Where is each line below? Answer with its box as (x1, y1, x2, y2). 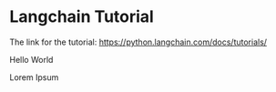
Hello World (9, 54, 54, 65)
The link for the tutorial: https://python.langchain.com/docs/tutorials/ (9, 36, 267, 47)
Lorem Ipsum (9, 71, 59, 83)
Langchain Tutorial (9, 6, 155, 27)
